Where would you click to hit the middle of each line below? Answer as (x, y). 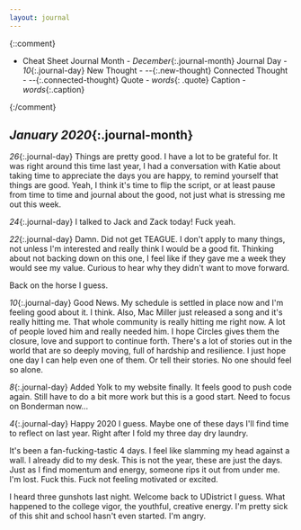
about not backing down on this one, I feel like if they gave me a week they (147, 258)
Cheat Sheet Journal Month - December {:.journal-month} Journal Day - (155, 60)
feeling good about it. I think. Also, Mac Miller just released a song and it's (146, 312)
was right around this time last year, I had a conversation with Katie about (145, 166)
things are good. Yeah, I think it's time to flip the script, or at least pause (142, 185)
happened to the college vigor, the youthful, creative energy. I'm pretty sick (149, 507)
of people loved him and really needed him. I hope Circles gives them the (145, 332)
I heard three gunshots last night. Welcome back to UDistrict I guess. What (147, 497)
